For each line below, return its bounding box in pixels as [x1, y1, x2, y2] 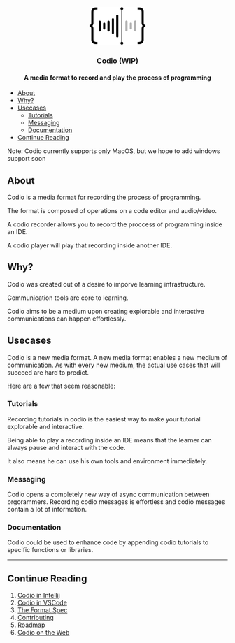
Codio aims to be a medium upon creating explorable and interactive [7, 307, 205, 315]
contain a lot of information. [7, 505, 87, 514]
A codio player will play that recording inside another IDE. [7, 241, 173, 250]
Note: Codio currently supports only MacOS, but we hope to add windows [7, 147, 220, 155]
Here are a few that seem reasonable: [7, 382, 116, 390]
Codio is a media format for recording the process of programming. [7, 193, 201, 201]
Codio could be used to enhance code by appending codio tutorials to [7, 538, 209, 547]
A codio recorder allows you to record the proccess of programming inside [7, 220, 222, 229]
